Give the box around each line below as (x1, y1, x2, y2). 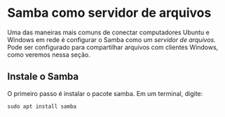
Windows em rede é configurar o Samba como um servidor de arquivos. (7, 35, 216, 43)
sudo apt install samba (7, 103, 77, 110)
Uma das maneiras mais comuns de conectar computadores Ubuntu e (7, 28, 210, 36)
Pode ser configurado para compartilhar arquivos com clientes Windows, (7, 43, 219, 51)
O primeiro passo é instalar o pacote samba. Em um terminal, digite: (7, 89, 203, 97)
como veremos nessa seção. (7, 50, 90, 59)
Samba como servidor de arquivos (7, 5, 212, 21)
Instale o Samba (7, 71, 79, 83)
